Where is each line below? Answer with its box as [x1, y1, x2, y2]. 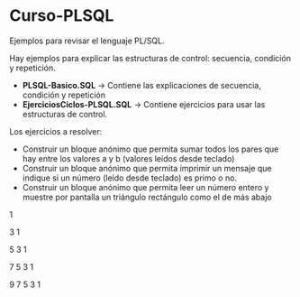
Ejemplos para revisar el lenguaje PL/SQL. [9, 35, 165, 46]
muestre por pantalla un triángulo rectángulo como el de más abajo [22, 191, 272, 202]
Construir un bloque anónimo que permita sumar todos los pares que [22, 144, 279, 154]
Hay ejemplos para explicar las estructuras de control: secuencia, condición [9, 52, 291, 63]
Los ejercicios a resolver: [9, 125, 103, 136]
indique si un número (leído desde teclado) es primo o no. [22, 172, 237, 183]
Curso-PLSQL [9, 5, 114, 26]
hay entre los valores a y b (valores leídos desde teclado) [22, 153, 235, 163]
